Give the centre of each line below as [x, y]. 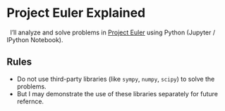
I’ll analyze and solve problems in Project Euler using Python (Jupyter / [112, 32]
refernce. [30, 101]
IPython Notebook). [35, 39]
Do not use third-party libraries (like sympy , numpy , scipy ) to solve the [116, 79]
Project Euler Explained [76, 13]
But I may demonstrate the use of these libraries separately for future [117, 93]
